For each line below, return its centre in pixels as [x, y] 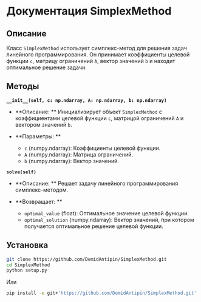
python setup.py [27, 270]
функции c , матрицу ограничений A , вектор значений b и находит [91, 61]
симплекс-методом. [42, 190]
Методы [23, 86]
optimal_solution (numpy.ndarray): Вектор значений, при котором [109, 220]
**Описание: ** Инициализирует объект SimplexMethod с [89, 112]
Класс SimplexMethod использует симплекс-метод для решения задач [97, 48]
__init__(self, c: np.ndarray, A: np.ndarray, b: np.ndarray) [87, 100]
